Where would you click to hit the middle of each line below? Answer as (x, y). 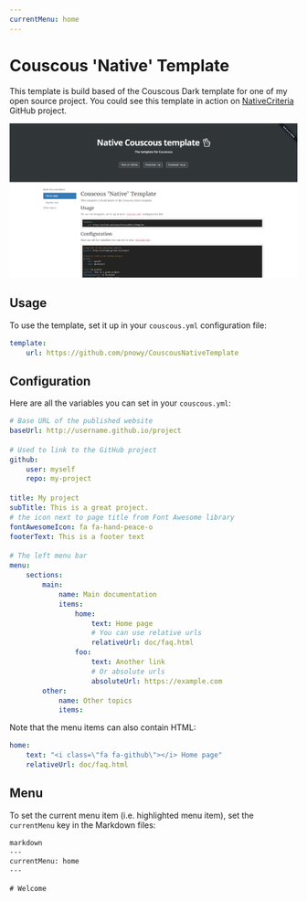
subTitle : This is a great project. (79, 508)
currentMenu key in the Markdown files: (83, 825)
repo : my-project (59, 479)
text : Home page (122, 623)
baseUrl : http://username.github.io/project (95, 431)
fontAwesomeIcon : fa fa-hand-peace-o (81, 527)
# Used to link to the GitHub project (83, 450)
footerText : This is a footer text (77, 536)
